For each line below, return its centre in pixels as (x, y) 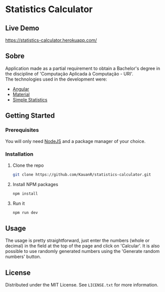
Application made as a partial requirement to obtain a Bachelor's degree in (83, 68)
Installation (19, 154)
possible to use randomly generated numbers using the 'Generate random (82, 251)
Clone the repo (28, 165)
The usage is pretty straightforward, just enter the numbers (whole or (77, 241)
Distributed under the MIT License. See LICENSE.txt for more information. (82, 285)
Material (21, 94)
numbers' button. (23, 257)
